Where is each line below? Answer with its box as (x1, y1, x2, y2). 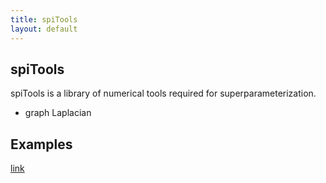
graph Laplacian (24, 107, 92, 119)
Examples (10, 136, 73, 153)
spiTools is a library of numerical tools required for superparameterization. (10, 87, 317, 100)
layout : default (10, 24, 78, 34)
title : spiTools (10, 14, 78, 25)
